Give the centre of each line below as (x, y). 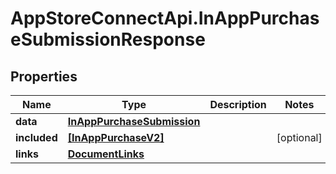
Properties (44, 76)
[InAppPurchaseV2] (116, 137)
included (36, 137)
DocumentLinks (106, 154)
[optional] (299, 137)
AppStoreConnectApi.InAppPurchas (165, 18)
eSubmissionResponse (108, 39)
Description (238, 104)
